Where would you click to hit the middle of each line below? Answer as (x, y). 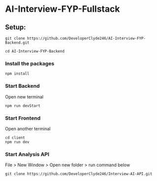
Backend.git (17, 43)
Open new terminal (24, 97)
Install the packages (30, 63)
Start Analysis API (27, 154)
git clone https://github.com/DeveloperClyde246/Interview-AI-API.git (79, 174)
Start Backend (23, 86)
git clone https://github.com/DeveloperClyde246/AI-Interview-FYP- (76, 38)
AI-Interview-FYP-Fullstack (63, 9)
